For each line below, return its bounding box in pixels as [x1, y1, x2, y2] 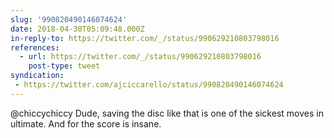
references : [10, 42, 60, 53]
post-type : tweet [28, 61, 101, 71]
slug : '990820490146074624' [10, 14, 128, 25]
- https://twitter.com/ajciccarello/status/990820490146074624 [14, 80, 284, 90]
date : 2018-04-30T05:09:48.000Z [10, 24, 145, 34]
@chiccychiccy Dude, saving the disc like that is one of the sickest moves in [10, 107, 324, 119]
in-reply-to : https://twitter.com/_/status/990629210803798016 [10, 33, 280, 43]
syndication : [10, 71, 65, 81]
